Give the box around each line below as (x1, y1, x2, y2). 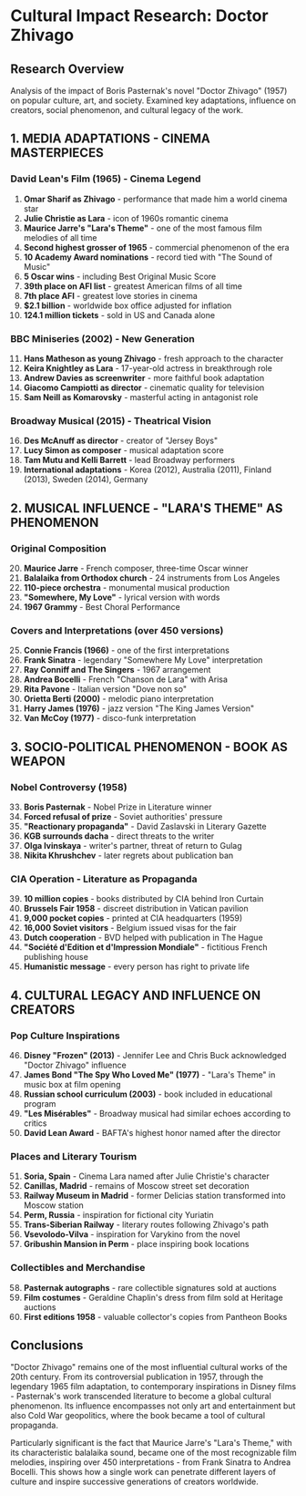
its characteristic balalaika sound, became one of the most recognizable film (10, 1447, 297, 1459)
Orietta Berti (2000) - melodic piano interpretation (23, 694, 215, 705)
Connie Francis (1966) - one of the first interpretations (23, 645, 230, 656)
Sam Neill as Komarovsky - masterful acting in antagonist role (23, 391, 259, 402)
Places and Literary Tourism (10, 1150, 138, 1162)
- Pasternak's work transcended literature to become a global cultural (10, 1391, 271, 1402)
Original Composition (10, 542, 107, 554)
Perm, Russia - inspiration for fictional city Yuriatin (23, 1210, 214, 1221)
